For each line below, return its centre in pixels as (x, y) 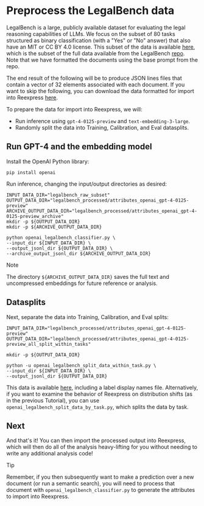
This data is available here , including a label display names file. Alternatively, (102, 387)
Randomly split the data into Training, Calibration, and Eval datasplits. (102, 127)
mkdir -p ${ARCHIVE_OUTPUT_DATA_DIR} (54, 227)
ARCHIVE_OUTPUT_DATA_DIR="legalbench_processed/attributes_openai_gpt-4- (102, 211)
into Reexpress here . (32, 97)
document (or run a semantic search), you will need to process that (91, 483)
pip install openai (31, 172)
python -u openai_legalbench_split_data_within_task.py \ (81, 365)
